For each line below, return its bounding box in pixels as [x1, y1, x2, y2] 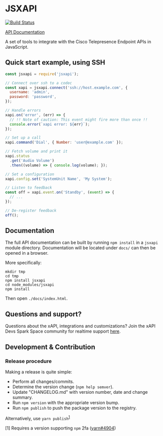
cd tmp [5, 274, 19, 279]
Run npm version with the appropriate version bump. [12, 399, 119, 405]
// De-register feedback [5, 208, 57, 213]
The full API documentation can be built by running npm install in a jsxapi [5, 239, 158, 246]
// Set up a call [5, 135, 41, 141]
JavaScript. [5, 44, 29, 50]
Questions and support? [5, 310, 82, 318]
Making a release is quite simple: [5, 368, 73, 375]
